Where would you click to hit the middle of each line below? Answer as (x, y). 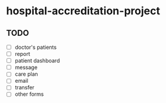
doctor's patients (36, 47)
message (26, 67)
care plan (26, 74)
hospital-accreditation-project (83, 11)
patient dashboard (37, 61)
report (23, 54)
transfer (24, 88)
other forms (29, 94)
